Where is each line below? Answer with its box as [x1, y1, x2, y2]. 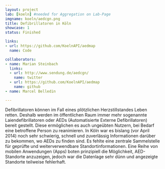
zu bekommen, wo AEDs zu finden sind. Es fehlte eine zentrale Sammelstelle [5, 138, 160, 144]
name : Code [9, 48, 32, 53]
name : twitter [14, 75, 43, 80]
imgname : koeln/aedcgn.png [5, 16, 60, 21]
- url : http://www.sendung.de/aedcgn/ [9, 71, 89, 76]
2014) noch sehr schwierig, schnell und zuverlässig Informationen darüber [5, 133, 156, 139]
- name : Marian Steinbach [5, 61, 58, 66]
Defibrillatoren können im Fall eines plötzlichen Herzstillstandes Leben [5, 107, 147, 113]
